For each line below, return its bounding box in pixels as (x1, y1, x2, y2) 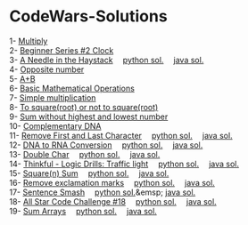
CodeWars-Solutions (9, 6, 168, 27)
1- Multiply (9, 36, 48, 46)
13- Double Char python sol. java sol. (9, 149, 161, 159)
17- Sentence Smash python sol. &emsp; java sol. (9, 187, 196, 197)
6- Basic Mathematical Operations (9, 83, 136, 93)
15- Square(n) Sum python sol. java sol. (9, 167, 169, 179)
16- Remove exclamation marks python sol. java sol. (9, 177, 216, 188)
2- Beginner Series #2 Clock (9, 44, 114, 55)
